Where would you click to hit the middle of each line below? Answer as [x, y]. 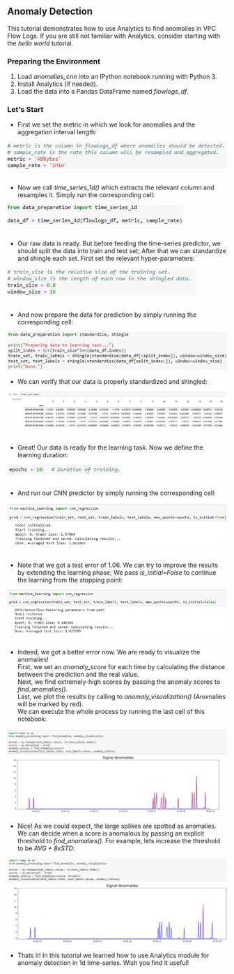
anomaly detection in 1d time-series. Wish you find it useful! [103, 962]
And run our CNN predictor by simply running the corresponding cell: [116, 493]
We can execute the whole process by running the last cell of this [111, 711]
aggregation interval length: [57, 132]
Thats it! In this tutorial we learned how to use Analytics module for [113, 955]
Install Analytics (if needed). [57, 84]
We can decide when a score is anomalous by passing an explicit [111, 833]
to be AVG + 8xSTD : [46, 848]
